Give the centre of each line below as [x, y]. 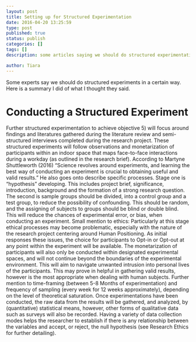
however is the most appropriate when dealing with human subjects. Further [98, 277]
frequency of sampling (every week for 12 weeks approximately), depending [98, 289]
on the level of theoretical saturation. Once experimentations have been [92, 296]
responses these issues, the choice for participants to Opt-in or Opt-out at [95, 240]
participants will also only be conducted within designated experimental [92, 253]
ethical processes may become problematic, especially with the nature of [94, 227]
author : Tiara [23, 65]
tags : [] [17, 50]
